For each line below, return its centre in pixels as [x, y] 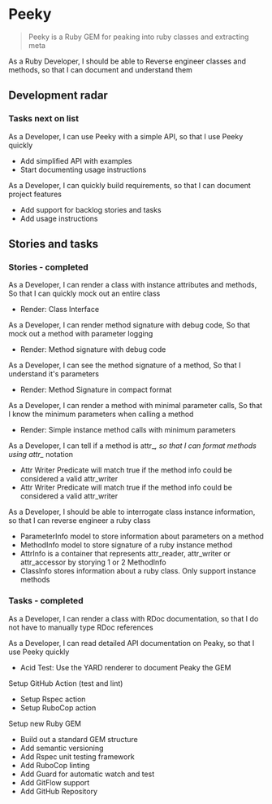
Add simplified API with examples [76, 160]
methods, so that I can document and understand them [101, 69]
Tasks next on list [44, 119]
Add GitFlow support [55, 782]
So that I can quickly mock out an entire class [84, 293]
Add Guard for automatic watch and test [87, 774]
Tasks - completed [46, 601]
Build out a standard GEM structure [79, 739]
